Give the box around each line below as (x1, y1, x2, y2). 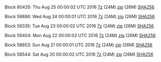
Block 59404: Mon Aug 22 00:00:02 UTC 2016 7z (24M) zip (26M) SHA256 (4, 33, 156, 38)
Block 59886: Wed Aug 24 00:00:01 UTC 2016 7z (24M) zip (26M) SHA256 (4, 14, 155, 19)
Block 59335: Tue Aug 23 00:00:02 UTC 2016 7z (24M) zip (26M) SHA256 (4, 23, 154, 29)
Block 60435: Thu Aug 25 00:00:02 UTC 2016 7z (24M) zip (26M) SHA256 (4, 4, 155, 10)
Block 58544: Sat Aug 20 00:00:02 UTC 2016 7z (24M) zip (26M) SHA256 (4, 51, 154, 57)
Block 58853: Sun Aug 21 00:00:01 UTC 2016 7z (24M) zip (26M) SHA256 (4, 42, 153, 48)
